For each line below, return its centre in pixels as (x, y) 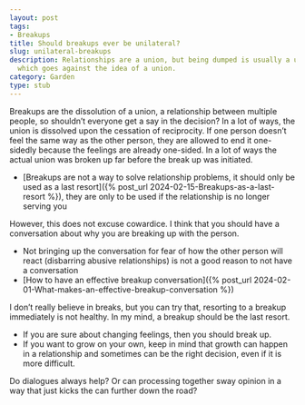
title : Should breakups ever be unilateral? (95, 43)
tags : (20, 26)
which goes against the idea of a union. (97, 69)
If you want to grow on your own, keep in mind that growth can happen (155, 344)
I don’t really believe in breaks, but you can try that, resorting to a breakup (148, 307)
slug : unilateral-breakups (60, 52)
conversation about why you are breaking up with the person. (124, 233)
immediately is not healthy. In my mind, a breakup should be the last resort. (150, 316)
